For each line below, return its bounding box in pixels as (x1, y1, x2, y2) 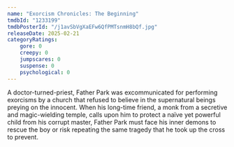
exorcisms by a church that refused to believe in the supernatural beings (7, 95, 216, 104)
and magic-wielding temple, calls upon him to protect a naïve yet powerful (7, 110, 221, 119)
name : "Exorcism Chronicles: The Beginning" (7, 10, 139, 17)
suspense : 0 (20, 62, 54, 69)
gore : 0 (20, 43, 42, 50)
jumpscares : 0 (20, 56, 61, 63)
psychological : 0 (20, 69, 71, 76)
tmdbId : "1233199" (7, 17, 61, 24)
